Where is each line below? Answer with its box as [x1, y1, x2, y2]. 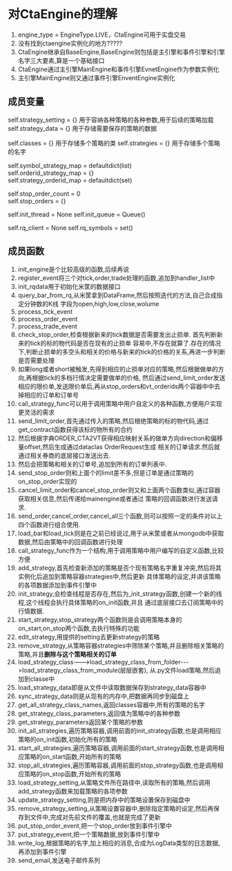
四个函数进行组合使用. [17, 520, 81, 529]
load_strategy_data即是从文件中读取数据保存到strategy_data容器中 [17, 683, 206, 691]
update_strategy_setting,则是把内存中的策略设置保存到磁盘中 [17, 796, 191, 804]
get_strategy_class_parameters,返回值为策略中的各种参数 [17, 709, 181, 718]
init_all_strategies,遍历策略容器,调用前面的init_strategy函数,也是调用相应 [17, 727, 222, 735]
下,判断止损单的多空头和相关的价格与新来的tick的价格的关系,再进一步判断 [17, 347, 226, 356]
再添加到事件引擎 [17, 847, 67, 856]
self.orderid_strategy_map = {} [8, 169, 94, 177]
